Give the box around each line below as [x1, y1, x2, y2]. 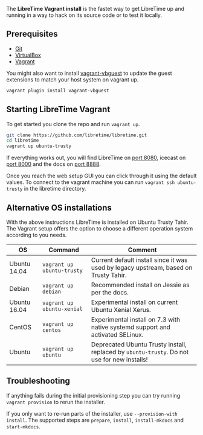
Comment [127, 246, 157, 254]
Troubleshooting [6, 376, 71, 386]
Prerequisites [6, 29, 58, 39]
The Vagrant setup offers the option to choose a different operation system [6, 224, 193, 232]
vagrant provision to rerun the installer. [6, 398, 106, 405]
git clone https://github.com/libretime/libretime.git [6, 132, 147, 138]
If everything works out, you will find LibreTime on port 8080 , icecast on [6, 154, 186, 162]
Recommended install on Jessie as [91, 281, 190, 289]
